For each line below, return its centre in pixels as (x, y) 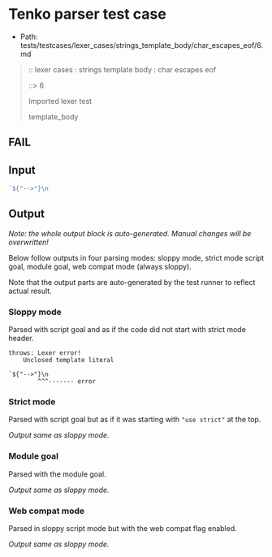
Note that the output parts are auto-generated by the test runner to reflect (132, 282)
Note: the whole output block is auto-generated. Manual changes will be (130, 233)
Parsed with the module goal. (58, 474)
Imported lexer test (60, 101)
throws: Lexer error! (45, 353)
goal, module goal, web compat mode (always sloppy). (100, 266)
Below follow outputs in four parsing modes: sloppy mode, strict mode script (136, 257)
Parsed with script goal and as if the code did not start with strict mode (127, 330)
